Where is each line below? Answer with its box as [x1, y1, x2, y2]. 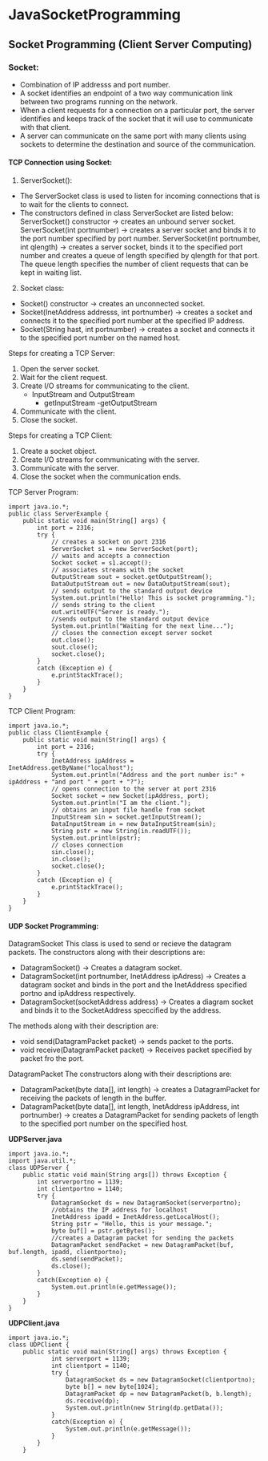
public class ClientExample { [8, 729, 110, 737]
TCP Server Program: [8, 488, 78, 497]
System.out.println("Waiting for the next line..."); [50, 622, 234, 630]
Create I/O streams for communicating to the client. [19, 381, 190, 391]
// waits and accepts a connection [50, 552, 170, 561]
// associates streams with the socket [50, 566, 184, 574]
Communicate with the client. [19, 407, 117, 416]
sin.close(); [50, 848, 94, 856]
